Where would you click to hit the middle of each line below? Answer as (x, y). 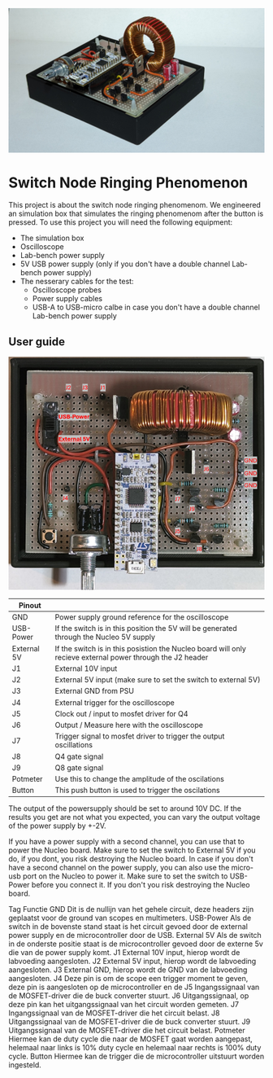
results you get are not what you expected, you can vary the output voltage (134, 817)
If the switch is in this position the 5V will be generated (146, 629)
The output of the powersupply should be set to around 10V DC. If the (125, 808)
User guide (37, 342)
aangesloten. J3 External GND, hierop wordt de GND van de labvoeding (128, 970)
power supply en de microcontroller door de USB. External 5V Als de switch (135, 935)
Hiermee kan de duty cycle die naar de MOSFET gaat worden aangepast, (131, 1039)
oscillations (74, 745)
